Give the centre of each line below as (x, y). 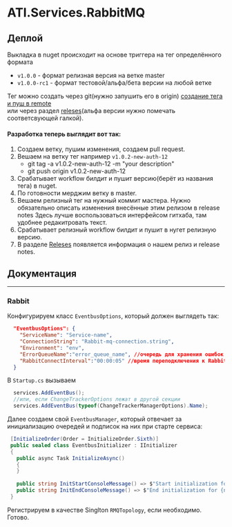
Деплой (25, 38)
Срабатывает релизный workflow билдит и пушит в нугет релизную (116, 230)
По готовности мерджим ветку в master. (77, 193)
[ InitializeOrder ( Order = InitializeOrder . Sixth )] (84, 439)
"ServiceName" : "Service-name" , (66, 335)
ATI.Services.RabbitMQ (76, 13)
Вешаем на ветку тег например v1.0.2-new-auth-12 (92, 157)
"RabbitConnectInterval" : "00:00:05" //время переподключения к (113, 361)
